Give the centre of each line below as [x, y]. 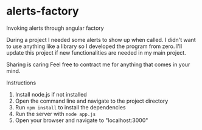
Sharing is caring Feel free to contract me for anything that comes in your [98, 64]
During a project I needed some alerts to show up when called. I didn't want [101, 39]
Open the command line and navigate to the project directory [92, 101]
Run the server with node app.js [55, 114]
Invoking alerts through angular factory [55, 28]
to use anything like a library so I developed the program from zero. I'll [94, 46]
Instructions [21, 83]
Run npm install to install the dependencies [70, 107]
